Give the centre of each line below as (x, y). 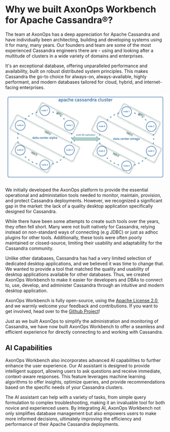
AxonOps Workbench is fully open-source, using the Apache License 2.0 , (82, 300)
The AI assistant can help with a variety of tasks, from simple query (76, 397)
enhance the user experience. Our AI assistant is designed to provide (78, 365)
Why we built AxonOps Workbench (81, 9)
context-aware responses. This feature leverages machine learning (75, 376)
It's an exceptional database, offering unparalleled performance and (76, 66)
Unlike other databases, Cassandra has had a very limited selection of (78, 258)
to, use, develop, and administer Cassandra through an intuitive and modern (85, 285)
